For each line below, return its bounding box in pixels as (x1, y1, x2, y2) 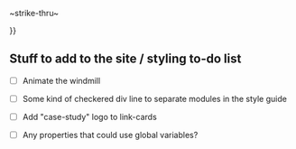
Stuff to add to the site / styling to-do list (9, 51, 242, 67)
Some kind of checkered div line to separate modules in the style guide (22, 93, 287, 104)
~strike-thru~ (9, 8, 60, 18)
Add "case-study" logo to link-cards (22, 111, 158, 122)
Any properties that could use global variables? (22, 130, 199, 140)
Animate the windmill (22, 75, 101, 86)
